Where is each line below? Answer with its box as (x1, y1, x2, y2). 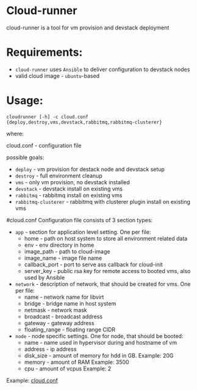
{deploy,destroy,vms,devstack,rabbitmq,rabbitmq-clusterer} (6, 119, 163, 126)
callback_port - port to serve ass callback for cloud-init (24, 261, 163, 268)
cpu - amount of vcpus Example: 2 (24, 365, 112, 372)
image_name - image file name (24, 254, 102, 261)
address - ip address (24, 345, 77, 353)
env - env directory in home (24, 241, 95, 249)
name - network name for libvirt (24, 293, 104, 301)
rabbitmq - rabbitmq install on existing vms (15, 191, 123, 199)
